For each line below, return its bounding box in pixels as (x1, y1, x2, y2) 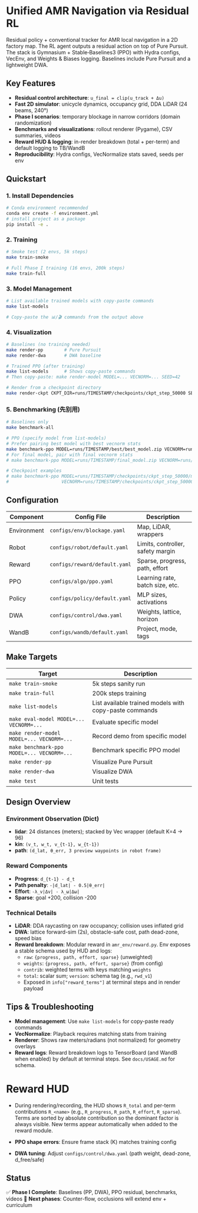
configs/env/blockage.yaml (49, 527, 126, 534)
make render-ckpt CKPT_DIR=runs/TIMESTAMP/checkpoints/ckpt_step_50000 (6, 390, 186, 396)
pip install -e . (6, 221, 49, 228)
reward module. (14, 1127, 53, 1134)
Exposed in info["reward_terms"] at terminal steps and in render (23, 979, 181, 986)
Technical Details (6, 908, 57, 917)
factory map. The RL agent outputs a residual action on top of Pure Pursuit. (6, 43, 189, 50)
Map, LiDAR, (137, 523, 171, 531)
